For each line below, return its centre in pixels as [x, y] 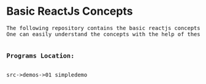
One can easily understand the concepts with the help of [95, 34]
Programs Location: [40, 55]
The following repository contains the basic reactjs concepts [103, 28]
